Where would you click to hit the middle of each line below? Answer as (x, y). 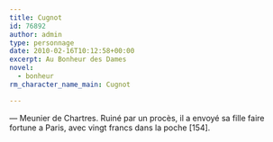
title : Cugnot (36, 18)
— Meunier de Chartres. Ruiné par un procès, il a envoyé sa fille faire (137, 118)
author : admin (36, 34)
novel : (22, 68)
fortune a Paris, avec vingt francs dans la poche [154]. (110, 128)
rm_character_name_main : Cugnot (70, 84)
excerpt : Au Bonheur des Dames (68, 59)
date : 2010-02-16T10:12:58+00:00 (72, 51)
